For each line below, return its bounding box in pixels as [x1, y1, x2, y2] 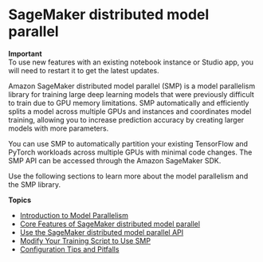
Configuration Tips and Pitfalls [19, 244, 120, 254]
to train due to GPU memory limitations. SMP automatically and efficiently [8, 98, 249, 108]
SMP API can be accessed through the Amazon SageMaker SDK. [8, 155, 222, 165]
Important [8, 49, 42, 58]
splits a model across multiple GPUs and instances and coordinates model [8, 106, 252, 116]
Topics [8, 195, 32, 205]
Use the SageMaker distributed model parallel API [19, 227, 184, 237]
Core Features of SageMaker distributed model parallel [19, 219, 201, 229]
